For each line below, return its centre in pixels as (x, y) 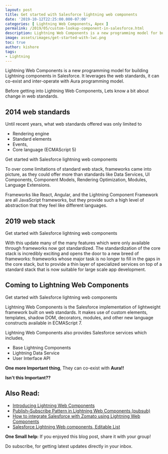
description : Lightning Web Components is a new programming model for (81, 33)
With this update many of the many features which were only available (77, 243)
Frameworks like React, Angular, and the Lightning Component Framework (82, 195)
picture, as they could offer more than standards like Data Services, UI (77, 174)
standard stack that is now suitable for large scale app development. (76, 269)
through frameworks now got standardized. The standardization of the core (83, 248)
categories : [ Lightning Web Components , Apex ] (57, 24)
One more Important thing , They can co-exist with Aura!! (65, 368)
